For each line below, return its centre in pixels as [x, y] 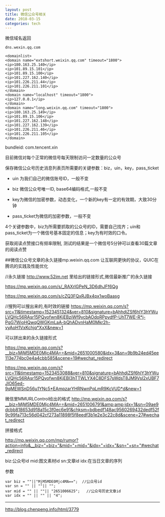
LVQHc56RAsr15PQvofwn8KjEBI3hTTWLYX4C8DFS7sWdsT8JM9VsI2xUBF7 [82, 378]
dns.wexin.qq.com [23, 47]
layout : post [18, 10]
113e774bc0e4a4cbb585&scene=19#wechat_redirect [59, 358]
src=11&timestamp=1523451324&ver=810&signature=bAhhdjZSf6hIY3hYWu [82, 312]
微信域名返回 [18, 38]
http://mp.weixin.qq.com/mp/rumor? [42, 440]
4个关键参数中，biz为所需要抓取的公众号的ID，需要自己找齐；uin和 [73, 227]
